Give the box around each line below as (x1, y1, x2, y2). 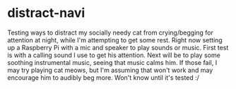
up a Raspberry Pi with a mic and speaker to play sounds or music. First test (7, 43, 229, 52)
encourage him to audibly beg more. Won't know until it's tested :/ (7, 73, 200, 82)
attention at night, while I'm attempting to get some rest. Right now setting (7, 35, 223, 44)
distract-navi (7, 5, 85, 21)
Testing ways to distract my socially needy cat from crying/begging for (7, 28, 214, 37)
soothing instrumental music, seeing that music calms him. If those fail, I (7, 58, 218, 66)
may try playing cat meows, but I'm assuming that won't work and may (7, 66, 213, 74)
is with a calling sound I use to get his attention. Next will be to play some (7, 51, 220, 59)
